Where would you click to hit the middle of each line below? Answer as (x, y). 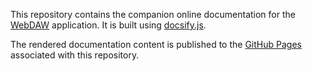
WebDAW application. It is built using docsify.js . (108, 25)
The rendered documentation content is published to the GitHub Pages (156, 44)
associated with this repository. (75, 55)
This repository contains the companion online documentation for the (153, 14)
